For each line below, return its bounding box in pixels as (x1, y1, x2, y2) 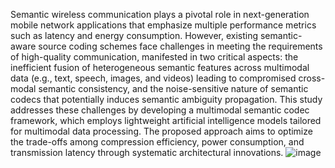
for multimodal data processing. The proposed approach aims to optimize (10, 125, 313, 137)
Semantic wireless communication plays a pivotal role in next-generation (10, 9, 310, 20)
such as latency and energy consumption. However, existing (10, 30, 259, 41)
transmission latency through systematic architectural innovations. (10, 147, 284, 158)
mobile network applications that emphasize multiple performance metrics (10, 19, 317, 31)
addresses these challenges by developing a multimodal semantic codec (10, 104, 310, 116)
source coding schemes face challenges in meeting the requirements (38, 40, 323, 52)
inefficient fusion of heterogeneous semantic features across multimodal (10, 62, 310, 73)
